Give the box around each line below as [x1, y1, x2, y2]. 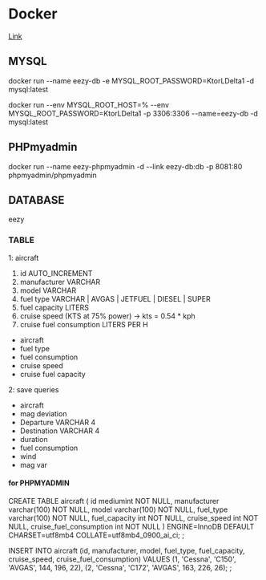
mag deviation [19, 408, 67, 418]
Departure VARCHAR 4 [19, 417, 96, 427]
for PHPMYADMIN [8, 478, 70, 488]
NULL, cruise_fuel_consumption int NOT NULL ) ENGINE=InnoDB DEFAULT [8, 521, 255, 531]
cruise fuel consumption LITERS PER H [19, 319, 148, 329]
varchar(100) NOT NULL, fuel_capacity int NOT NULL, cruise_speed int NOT [8, 513, 259, 522]
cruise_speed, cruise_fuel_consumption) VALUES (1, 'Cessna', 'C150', [8, 554, 236, 564]
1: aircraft [8, 253, 39, 262]
